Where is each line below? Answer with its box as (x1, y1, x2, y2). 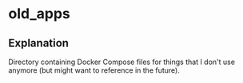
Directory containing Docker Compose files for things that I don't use (8, 57, 236, 66)
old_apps (8, 5, 70, 23)
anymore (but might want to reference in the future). (8, 66, 180, 75)
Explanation (8, 36, 70, 50)
